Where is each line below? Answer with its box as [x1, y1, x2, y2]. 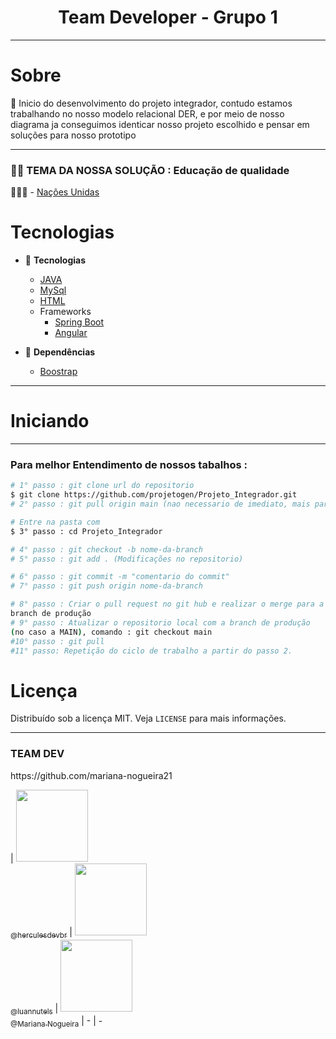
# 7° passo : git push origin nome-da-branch [10, 581, 203, 591]
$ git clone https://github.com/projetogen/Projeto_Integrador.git [10, 490, 298, 500]
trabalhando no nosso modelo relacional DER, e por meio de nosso [10, 107, 285, 120]
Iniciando [10, 410, 90, 433]
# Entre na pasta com [10, 517, 101, 527]
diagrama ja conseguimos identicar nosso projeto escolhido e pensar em [10, 118, 310, 130]
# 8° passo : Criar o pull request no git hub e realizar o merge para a [10, 599, 325, 610]
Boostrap [39, 366, 78, 378]
